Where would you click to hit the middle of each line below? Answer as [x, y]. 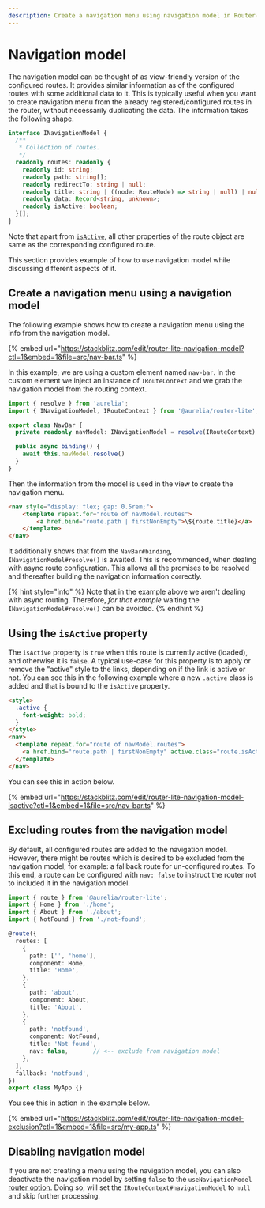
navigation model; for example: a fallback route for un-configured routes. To [132, 866]
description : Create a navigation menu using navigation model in [119, 15]
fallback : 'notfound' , [52, 1073]
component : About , [59, 1000]
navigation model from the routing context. [78, 389]
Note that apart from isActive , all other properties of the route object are [126, 236]
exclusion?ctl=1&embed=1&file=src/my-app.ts [82, 1127]
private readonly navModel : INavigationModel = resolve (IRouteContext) [136, 432]
